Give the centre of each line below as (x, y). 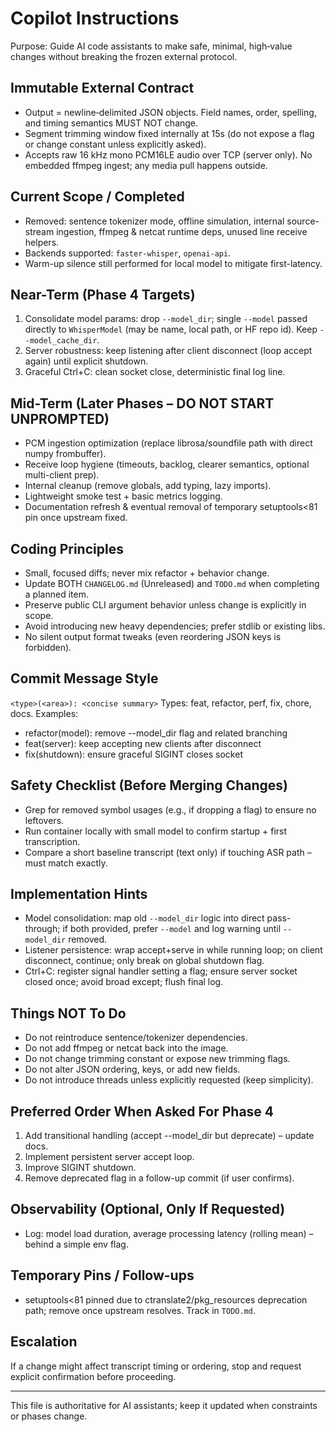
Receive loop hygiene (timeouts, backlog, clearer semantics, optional (167, 464)
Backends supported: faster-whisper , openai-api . (128, 253)
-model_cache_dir (61, 341)
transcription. (52, 841)
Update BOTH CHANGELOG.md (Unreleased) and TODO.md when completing (172, 583)
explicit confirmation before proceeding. (93, 1376)
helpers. (42, 242)
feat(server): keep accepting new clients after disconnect (143, 743)
